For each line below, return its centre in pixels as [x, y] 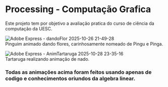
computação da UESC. [29, 28]
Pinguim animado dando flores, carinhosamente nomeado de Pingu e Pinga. [84, 43]
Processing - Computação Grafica [78, 9]
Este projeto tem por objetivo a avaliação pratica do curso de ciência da [80, 23]
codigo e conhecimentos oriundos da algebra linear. [70, 78]
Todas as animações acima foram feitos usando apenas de [78, 72]
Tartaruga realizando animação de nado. [47, 59]
